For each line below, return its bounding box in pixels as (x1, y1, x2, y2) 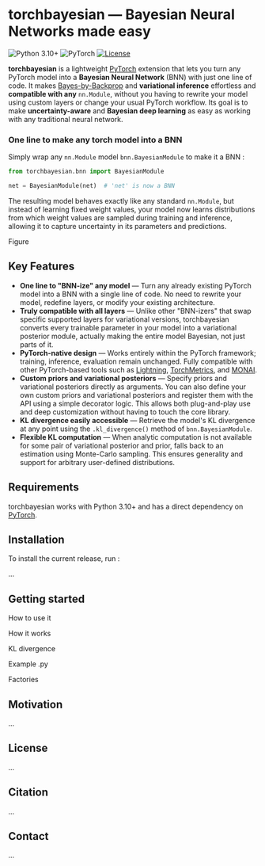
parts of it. (19, 339, 54, 349)
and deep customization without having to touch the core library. (19, 406, 231, 417)
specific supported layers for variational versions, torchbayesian (19, 315, 229, 324)
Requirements (8, 481, 79, 494)
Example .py (8, 659, 49, 669)
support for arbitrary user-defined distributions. (19, 457, 176, 467)
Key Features (8, 260, 75, 273)
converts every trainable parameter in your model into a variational (19, 322, 237, 332)
